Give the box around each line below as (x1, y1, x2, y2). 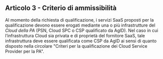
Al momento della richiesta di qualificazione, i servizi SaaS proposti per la (5, 17, 154, 23)
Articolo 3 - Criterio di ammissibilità (5, 4, 117, 12)
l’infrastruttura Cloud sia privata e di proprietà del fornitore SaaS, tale (5, 32, 145, 38)
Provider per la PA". (5, 48, 44, 54)
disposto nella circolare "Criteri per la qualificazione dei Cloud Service (5, 43, 148, 49)
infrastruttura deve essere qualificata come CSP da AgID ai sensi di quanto (5, 38, 157, 44)
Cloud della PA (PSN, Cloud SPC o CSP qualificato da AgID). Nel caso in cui (5, 27, 159, 33)
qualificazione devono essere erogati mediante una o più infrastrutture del (5, 22, 156, 28)
